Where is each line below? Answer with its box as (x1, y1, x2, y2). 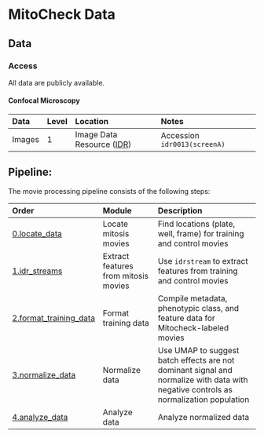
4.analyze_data (12, 411, 68, 422)
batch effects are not (157, 355, 235, 366)
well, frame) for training (157, 228, 244, 239)
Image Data (75, 130, 118, 141)
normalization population (157, 394, 250, 405)
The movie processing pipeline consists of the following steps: (8, 186, 211, 195)
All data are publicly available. (8, 78, 104, 87)
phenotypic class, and (157, 302, 240, 313)
